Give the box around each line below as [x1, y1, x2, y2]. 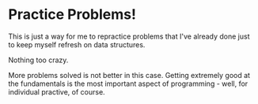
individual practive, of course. [8, 87, 105, 96]
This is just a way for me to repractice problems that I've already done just [8, 32, 251, 41]
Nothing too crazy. [8, 55, 69, 65]
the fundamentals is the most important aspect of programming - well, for [8, 79, 249, 88]
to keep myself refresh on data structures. [8, 39, 146, 49]
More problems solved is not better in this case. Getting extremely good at [8, 70, 251, 80]
